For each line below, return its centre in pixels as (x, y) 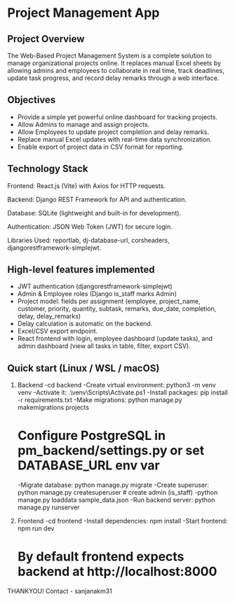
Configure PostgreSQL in (92, 436)
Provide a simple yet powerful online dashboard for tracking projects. (117, 116)
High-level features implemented (81, 270)
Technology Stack (48, 169)
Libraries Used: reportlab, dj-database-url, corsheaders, (88, 240)
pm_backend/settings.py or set (111, 451)
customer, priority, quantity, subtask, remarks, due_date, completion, (117, 309)
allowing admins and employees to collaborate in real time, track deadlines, (116, 71)
